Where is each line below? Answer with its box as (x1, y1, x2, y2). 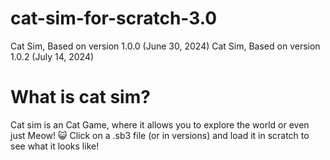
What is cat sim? (10, 86, 151, 109)
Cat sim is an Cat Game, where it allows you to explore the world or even (10, 118, 310, 131)
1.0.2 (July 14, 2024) (10, 50, 95, 62)
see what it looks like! (10, 140, 100, 152)
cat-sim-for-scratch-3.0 (10, 7, 218, 30)
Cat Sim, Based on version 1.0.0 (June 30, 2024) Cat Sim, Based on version (10, 40, 321, 52)
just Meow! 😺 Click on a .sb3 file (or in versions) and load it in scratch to (10, 129, 310, 141)
